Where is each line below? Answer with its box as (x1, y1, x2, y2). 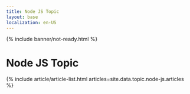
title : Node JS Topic (6, 8, 60, 15)
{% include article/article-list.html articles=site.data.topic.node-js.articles (6, 76, 184, 83)
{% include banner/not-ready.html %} (6, 36, 98, 43)
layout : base (6, 14, 38, 20)
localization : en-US (6, 19, 57, 25)
